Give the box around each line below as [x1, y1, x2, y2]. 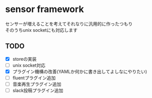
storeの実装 [12, 56, 37, 62]
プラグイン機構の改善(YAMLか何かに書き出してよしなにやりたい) [12, 68, 147, 74]
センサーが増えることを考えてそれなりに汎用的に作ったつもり [5, 21, 133, 27]
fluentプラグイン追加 [12, 74, 56, 81]
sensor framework [5, 4, 84, 15]
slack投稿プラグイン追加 [12, 87, 64, 93]
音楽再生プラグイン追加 [12, 81, 61, 87]
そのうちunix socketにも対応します [5, 27, 78, 33]
